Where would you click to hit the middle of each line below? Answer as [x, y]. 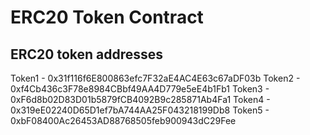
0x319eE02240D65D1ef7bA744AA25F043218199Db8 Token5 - [140, 110]
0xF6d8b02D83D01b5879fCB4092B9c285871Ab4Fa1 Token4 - [140, 99]
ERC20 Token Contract [107, 17]
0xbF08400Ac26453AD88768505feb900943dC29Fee [123, 120]
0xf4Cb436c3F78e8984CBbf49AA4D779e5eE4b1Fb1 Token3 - [140, 89]
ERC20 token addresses [87, 54]
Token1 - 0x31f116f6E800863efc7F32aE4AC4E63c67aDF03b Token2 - [155, 78]
